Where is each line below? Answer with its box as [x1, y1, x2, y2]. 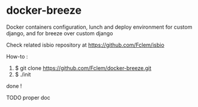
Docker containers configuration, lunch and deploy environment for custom [6, 23, 193, 30]
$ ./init [14, 71, 31, 78]
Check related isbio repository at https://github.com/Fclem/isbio [6, 41, 165, 48]
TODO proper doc [6, 94, 50, 101]
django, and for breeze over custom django [6, 29, 113, 36]
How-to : [6, 53, 28, 60]
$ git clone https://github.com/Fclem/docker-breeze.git [14, 64, 152, 72]
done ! [6, 82, 22, 90]
